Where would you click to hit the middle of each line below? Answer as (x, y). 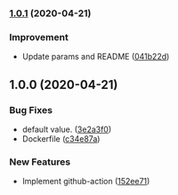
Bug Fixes (31, 110)
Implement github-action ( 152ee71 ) (86, 182)
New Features (40, 161)
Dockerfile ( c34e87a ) (61, 138)
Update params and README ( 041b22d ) (96, 57)
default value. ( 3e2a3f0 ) (67, 129)
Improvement (39, 37)
